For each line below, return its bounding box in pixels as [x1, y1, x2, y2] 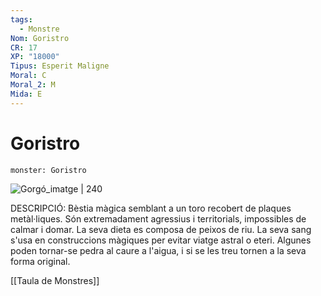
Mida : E [10, 89, 43, 99]
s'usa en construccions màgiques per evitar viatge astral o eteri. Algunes [10, 234, 312, 246]
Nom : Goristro [10, 33, 70, 43]
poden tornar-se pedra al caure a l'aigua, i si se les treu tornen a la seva [10, 244, 307, 256]
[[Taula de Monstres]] [10, 274, 100, 286]
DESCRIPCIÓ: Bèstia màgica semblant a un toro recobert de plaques [10, 202, 292, 214]
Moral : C [10, 71, 47, 81]
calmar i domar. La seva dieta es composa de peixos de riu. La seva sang [10, 223, 312, 235]
